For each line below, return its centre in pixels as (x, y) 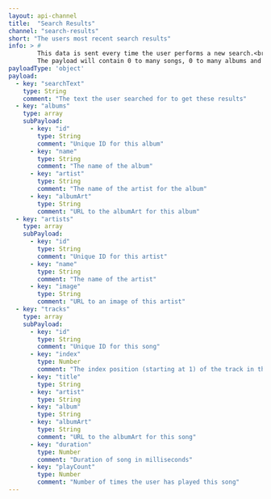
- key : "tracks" (43, 309)
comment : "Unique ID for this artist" (102, 256)
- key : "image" (55, 287)
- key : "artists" (45, 219)
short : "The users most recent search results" (90, 38)
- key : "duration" (60, 444)
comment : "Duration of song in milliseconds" (115, 459)
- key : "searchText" (50, 83)
